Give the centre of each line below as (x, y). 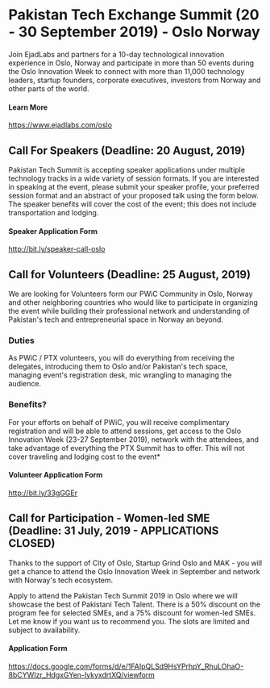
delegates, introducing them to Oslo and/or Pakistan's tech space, (118, 367)
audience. (25, 384)
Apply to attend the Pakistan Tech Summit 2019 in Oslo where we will (123, 595)
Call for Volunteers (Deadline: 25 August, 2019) (130, 275)
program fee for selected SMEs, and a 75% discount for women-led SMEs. (132, 613)
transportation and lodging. (54, 212)
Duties (21, 340)
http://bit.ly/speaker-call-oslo (57, 249)
